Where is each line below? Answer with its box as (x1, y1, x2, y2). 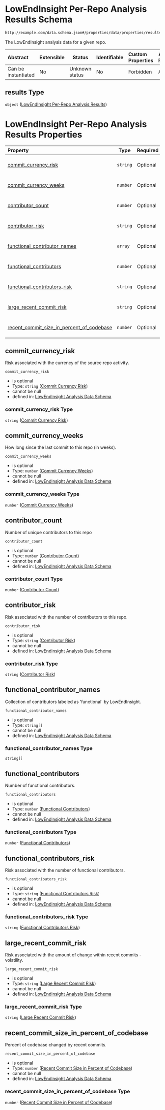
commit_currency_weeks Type (5, 491, 80, 498)
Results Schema (5, 14, 73, 25)
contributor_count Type (5, 575, 63, 582)
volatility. (5, 957, 24, 963)
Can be (7, 65, 25, 72)
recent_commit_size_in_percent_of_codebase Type (5, 1088, 130, 1095)
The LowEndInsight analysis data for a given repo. (5, 39, 107, 45)
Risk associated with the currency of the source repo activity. (5, 360, 129, 366)
